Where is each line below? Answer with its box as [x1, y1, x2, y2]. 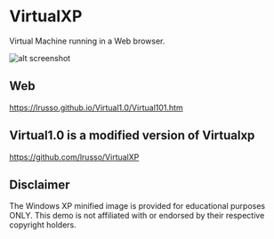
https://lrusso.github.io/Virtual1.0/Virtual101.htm [9, 102, 184, 113]
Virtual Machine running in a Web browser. [9, 36, 165, 46]
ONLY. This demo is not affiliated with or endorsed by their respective [9, 211, 265, 221]
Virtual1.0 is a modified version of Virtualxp [9, 128, 255, 143]
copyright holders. [9, 219, 77, 230]
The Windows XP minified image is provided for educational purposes [9, 201, 265, 211]
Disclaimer [9, 177, 70, 192]
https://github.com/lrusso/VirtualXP [9, 151, 140, 162]
